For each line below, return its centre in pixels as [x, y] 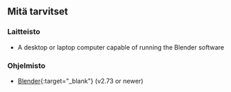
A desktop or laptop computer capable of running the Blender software [121, 47]
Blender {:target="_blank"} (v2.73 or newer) [80, 81]
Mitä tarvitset [38, 12]
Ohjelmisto [26, 65]
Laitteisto [24, 32]
